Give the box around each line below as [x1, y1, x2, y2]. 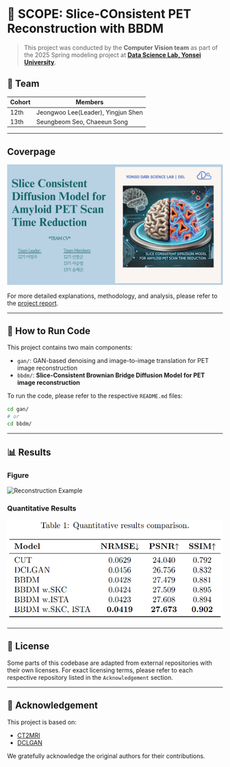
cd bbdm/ [7, 421, 32, 427]
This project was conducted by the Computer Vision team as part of [23, 43, 218, 51]
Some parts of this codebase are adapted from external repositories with [7, 659, 212, 667]
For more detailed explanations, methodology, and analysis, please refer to [7, 292, 218, 300]
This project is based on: [7, 718, 77, 726]
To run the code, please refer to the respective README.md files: [7, 392, 183, 400]
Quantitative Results [7, 504, 77, 513]
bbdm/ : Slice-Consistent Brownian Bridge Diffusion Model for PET [16, 371, 205, 379]
